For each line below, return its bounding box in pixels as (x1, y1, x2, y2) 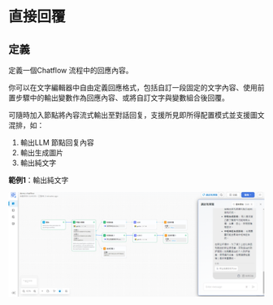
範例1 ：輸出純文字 (8, 176, 69, 185)
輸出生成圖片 (19, 148, 63, 157)
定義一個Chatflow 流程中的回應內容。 (8, 66, 133, 75)
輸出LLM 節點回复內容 (19, 137, 95, 147)
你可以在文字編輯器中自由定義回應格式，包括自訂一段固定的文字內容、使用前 (8, 83, 265, 92)
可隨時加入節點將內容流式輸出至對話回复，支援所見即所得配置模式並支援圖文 (8, 111, 265, 120)
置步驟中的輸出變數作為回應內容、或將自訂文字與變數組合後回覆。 (8, 93, 229, 102)
